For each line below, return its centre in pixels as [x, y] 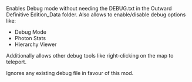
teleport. [16, 62]
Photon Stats [30, 38]
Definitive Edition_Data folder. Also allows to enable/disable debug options [96, 15]
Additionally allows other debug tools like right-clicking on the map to [90, 56]
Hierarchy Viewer [36, 44]
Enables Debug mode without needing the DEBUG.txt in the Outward [89, 8]
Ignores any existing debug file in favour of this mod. [70, 73]
